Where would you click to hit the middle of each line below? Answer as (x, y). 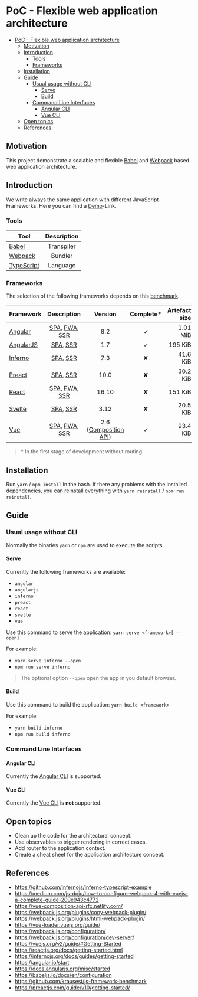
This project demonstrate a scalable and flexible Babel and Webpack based (98, 160)
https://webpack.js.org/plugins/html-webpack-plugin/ (80, 918)
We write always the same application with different (69, 200)
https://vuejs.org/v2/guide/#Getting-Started (68, 944)
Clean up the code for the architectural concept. (73, 836)
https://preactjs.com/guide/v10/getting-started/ (72, 988)
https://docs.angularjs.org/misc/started (62, 969)
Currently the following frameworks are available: (66, 571)
